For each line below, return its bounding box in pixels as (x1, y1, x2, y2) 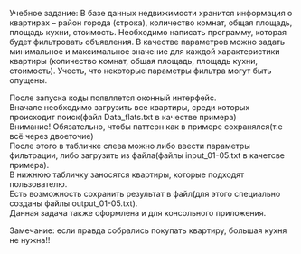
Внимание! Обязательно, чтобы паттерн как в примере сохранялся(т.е (9, 121, 283, 132)
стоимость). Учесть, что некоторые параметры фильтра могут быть (9, 65, 272, 76)
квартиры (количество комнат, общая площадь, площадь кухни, (9, 56, 259, 66)
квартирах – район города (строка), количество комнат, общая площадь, (9, 17, 293, 28)
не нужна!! (9, 235, 51, 245)
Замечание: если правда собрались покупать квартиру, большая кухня (9, 225, 287, 236)
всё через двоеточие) (9, 131, 94, 141)
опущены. (9, 75, 48, 85)
